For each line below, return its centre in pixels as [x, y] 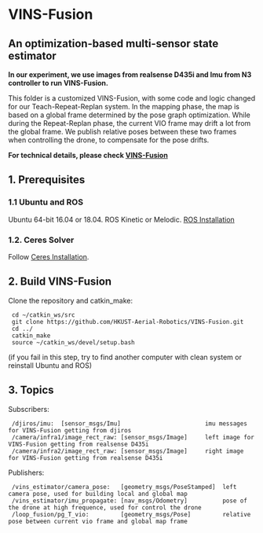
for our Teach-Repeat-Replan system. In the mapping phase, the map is [124, 107]
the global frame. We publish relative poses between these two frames [122, 132]
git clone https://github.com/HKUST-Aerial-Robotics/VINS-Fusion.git [128, 322]
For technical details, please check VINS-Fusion [88, 155]
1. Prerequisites [47, 180]
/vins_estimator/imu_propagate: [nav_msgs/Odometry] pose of [129, 501]
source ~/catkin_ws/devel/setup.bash [73, 342]
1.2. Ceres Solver [41, 240]
